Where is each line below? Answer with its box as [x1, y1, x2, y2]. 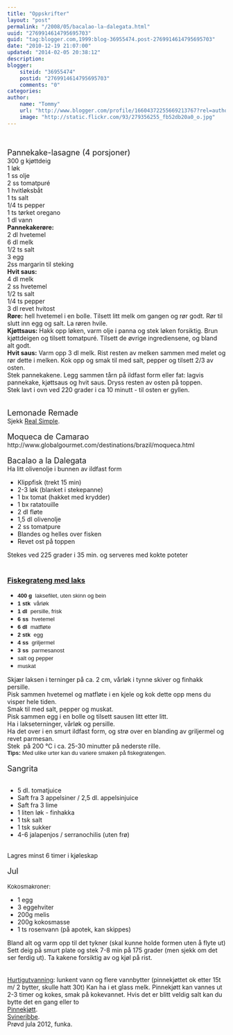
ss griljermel [21, 639, 55, 646]
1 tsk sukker [17, 823, 52, 831]
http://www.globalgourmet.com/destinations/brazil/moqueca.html [7, 441, 196, 449]
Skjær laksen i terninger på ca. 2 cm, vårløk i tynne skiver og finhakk [7, 675, 203, 683]
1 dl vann [7, 215, 33, 224]
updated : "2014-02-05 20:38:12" [7, 49, 101, 56]
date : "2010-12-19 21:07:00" [7, 42, 92, 49]
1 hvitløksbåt [7, 186, 43, 195]
